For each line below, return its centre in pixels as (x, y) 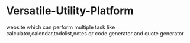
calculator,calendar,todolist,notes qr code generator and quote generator (95, 33)
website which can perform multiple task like (61, 27)
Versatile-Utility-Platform (70, 11)
